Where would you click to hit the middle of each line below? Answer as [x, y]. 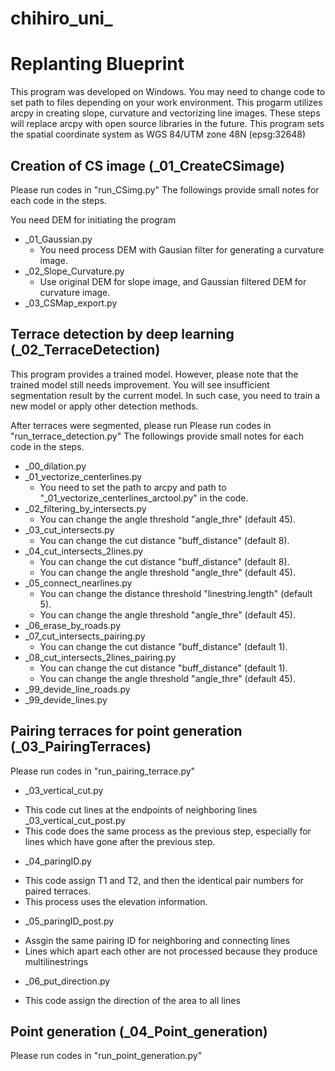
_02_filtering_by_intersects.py [85, 508]
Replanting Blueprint [97, 64]
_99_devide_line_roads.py [77, 689]
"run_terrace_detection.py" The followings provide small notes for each [157, 436]
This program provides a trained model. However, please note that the [154, 374]
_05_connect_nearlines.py [78, 583]
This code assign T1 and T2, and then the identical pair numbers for [164, 880]
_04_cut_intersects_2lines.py [84, 551]
